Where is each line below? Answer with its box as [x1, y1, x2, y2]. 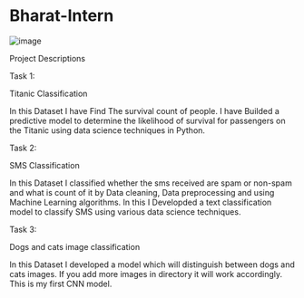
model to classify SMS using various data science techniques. [9, 206, 241, 217]
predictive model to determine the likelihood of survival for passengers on [9, 115, 286, 126]
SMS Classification [9, 159, 80, 170]
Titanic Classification [9, 88, 88, 99]
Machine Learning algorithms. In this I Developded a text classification [9, 197, 272, 207]
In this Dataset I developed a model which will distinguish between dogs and [9, 259, 295, 270]
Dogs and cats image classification [9, 241, 141, 252]
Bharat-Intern [9, 5, 114, 26]
